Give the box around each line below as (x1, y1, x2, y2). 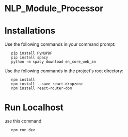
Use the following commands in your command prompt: (4, 41, 116, 47)
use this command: (4, 118, 43, 124)
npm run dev (11, 128, 35, 133)
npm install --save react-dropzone (11, 81, 83, 87)
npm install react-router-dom (11, 86, 72, 91)
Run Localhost (4, 102, 64, 113)
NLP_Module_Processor (4, 3, 104, 14)
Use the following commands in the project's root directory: (4, 68, 124, 74)
